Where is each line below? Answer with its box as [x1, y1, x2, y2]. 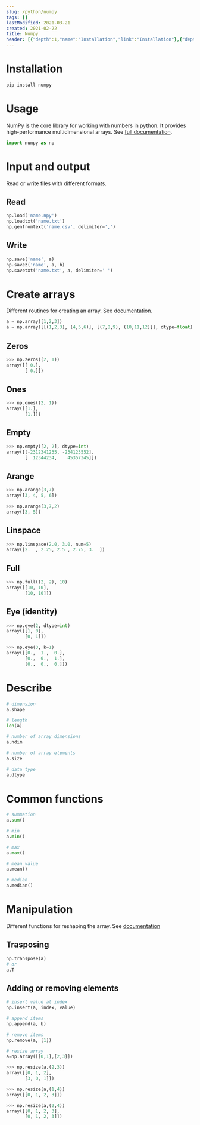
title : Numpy [6, 31, 39, 37]
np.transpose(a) [6, 955, 46, 961]
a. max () [6, 850, 26, 856]
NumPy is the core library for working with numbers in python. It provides [6, 122, 186, 129]
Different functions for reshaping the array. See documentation [6, 923, 161, 929]
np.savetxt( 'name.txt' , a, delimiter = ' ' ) [6, 267, 113, 273]
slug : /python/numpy [6, 8, 58, 15]
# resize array [6, 1048, 44, 1054]
